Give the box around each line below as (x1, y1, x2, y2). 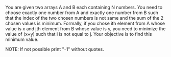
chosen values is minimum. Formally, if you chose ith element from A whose (5, 20, 165, 26)
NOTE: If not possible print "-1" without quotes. (5, 46, 104, 52)
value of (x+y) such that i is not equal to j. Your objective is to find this (5, 31, 152, 37)
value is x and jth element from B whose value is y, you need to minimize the (5, 26, 166, 32)
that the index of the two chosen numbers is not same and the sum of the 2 (5, 15, 164, 21)
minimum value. (5, 36, 39, 42)
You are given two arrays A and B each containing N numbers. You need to (5, 5, 163, 10)
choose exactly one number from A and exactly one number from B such (5, 10, 158, 16)
